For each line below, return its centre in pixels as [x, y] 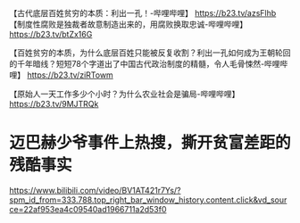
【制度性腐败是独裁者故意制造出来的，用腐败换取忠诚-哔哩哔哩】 [129, 24]
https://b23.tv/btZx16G [51, 34]
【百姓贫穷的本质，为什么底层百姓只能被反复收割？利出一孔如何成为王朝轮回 [150, 53]
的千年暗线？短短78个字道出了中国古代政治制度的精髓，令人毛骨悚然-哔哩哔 [149, 64]
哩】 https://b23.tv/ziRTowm [61, 75]
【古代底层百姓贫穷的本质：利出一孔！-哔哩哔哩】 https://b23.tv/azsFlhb [143, 13]
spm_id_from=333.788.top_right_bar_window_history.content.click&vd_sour [148, 200]
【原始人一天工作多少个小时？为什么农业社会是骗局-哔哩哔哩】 [125, 94]
